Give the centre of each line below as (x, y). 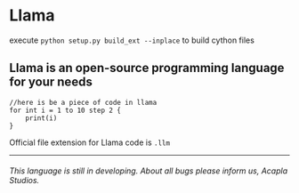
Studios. (24, 181)
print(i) (41, 118)
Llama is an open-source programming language (147, 68)
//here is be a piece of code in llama (83, 102)
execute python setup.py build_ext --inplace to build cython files (132, 40)
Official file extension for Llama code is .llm (90, 142)
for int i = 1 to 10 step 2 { (65, 110)
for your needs (51, 82)
